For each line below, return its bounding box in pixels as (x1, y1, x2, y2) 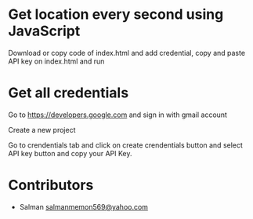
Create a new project (8, 125, 76, 134)
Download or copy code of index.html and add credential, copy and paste (8, 48, 245, 57)
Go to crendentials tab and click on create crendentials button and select (8, 140, 243, 150)
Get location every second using (8, 5, 224, 24)
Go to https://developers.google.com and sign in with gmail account (8, 110, 227, 119)
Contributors (8, 177, 94, 194)
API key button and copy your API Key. (8, 148, 132, 158)
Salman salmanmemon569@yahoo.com (19, 202, 149, 211)
